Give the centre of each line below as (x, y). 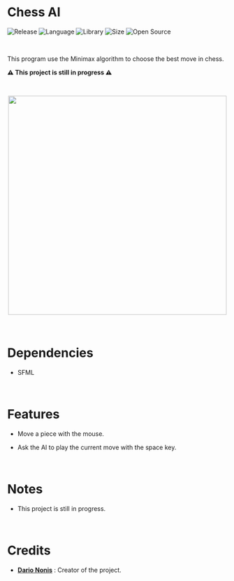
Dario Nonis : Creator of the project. (70, 570)
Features (34, 415)
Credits (29, 550)
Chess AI (34, 12)
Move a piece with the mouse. (61, 433)
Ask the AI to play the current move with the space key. (97, 447)
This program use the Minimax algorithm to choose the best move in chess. (116, 59)
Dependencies (50, 353)
